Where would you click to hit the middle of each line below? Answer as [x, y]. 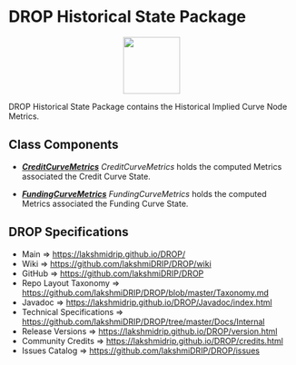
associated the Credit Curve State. [86, 176]
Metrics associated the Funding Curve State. [105, 203]
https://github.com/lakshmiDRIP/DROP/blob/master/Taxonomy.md [145, 292]
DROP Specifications [69, 232]
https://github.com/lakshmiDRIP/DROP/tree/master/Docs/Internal [143, 321]
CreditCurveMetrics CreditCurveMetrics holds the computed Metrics [152, 166]
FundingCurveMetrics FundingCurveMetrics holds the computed [144, 193]
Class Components [64, 145]
